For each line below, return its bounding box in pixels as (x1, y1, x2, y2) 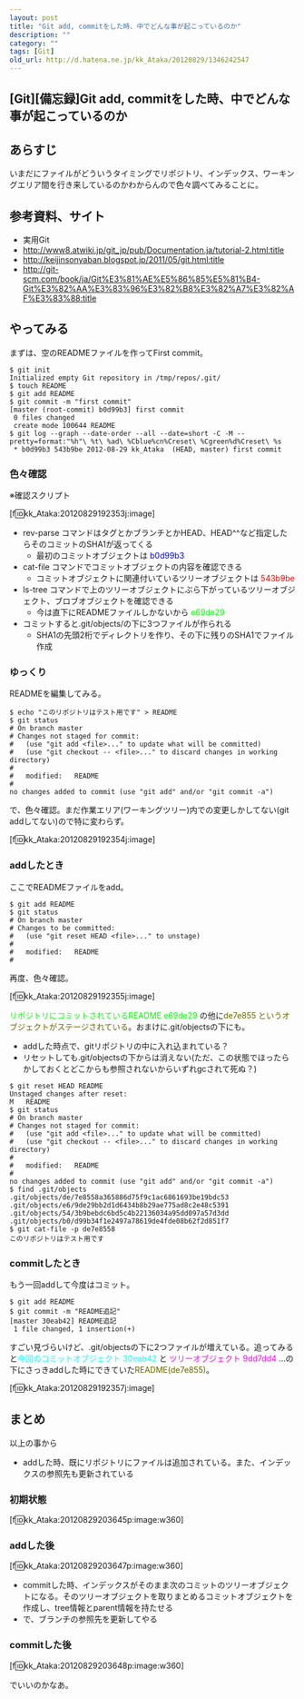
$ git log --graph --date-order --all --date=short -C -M (9, 429, 233, 438)
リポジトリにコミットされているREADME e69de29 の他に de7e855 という (9, 1009, 283, 1020)
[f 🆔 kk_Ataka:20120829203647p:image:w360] (9, 1560, 183, 1572)
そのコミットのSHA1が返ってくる (30, 539, 153, 550)
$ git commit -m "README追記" (9, 1307, 121, 1316)
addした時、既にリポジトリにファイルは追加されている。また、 (22, 1456, 260, 1467)
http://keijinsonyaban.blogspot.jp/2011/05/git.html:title (22, 254, 225, 265)
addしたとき (9, 859, 64, 872)
